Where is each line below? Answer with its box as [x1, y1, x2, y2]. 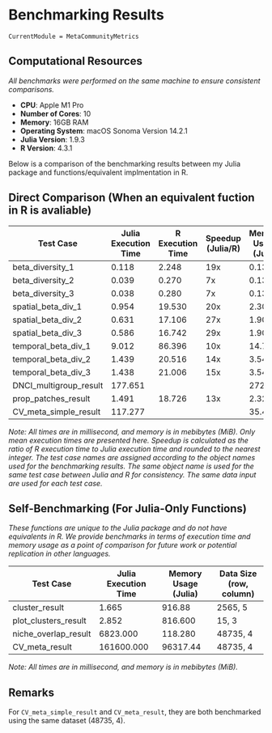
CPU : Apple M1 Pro [19, 100, 84, 110]
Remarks [8, 685, 55, 699]
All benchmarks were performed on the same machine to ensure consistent [8, 75, 261, 86]
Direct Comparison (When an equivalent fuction [8, 191, 255, 205]
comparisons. [8, 84, 55, 94]
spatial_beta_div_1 [12, 301, 83, 312]
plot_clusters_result [12, 615, 87, 626]
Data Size [219, 568, 257, 579]
